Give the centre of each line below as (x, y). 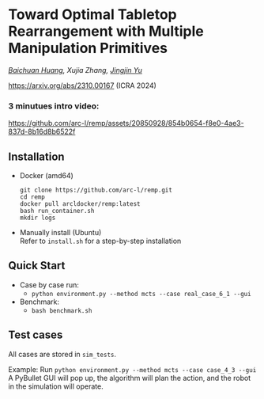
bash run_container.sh (57, 211)
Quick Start (37, 266)
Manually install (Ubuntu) (60, 233)
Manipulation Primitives (88, 48)
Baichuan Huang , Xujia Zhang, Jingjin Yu (75, 70)
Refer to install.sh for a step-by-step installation (100, 241)
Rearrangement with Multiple (106, 31)
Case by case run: (49, 285)
